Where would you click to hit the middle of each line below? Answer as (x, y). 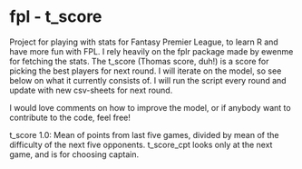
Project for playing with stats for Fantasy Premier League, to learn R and (144, 42)
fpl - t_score (56, 17)
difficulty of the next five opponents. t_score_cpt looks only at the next (141, 144)
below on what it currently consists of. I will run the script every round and (148, 80)
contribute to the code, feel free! (70, 117)
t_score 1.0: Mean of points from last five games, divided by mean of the (144, 134)
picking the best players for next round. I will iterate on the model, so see (146, 71)
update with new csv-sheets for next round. (91, 90)
